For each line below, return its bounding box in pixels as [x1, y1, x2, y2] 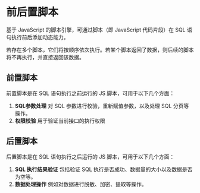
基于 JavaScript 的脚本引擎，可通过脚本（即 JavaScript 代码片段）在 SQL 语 [6, 26, 192, 33]
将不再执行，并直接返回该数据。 [6, 53, 85, 61]
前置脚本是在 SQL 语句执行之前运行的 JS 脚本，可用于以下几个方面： [6, 90, 175, 97]
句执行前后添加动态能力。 [6, 33, 69, 40]
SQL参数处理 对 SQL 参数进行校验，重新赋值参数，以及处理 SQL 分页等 [14, 102, 189, 109]
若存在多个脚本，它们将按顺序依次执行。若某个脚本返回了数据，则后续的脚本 [6, 46, 194, 53]
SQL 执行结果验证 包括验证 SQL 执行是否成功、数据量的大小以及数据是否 [14, 166, 193, 173]
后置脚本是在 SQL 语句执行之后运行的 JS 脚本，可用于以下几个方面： [6, 153, 175, 160]
